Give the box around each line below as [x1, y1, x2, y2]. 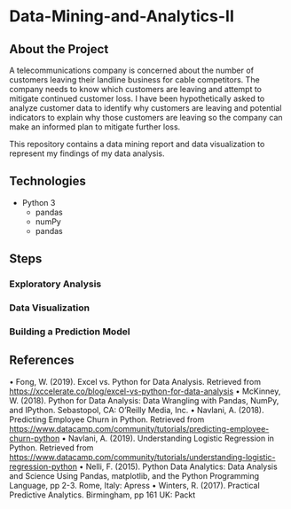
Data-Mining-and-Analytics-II [9, 6, 235, 27]
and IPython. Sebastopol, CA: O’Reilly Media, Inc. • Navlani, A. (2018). [9, 404, 264, 415]
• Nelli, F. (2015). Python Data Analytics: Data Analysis [79, 461, 278, 472]
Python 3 [21, 197, 56, 208]
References [9, 353, 75, 368]
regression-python [9, 461, 78, 472]
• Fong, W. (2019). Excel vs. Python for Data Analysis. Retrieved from [9, 376, 262, 387]
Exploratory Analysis [9, 278, 102, 290]
